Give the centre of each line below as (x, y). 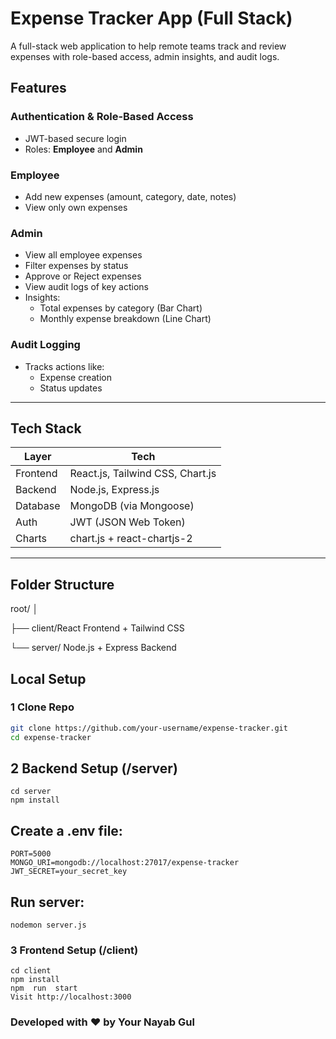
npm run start (44, 988)
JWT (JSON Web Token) (127, 522)
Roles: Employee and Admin (83, 149)
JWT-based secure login (75, 138)
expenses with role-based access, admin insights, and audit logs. (145, 56)
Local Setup (48, 678)
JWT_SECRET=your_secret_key (69, 872)
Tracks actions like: (64, 366)
